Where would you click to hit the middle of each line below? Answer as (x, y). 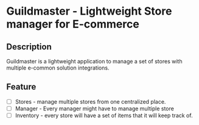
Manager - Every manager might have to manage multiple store (95, 109)
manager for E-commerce (73, 24)
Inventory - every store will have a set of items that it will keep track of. (104, 115)
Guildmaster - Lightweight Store (89, 11)
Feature (21, 87)
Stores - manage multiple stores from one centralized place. (90, 101)
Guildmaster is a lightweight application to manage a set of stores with (94, 61)
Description (29, 47)
